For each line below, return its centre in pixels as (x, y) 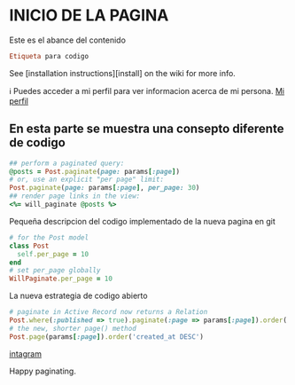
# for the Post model (49, 237)
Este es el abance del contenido (68, 40)
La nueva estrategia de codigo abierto (78, 296)
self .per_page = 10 (53, 254)
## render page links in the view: (75, 196)
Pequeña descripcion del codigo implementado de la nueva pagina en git (143, 221)
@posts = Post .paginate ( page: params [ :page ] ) (94, 171)
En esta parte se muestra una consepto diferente (147, 129)
